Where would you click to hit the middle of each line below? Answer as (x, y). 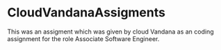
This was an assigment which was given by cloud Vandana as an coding (110, 32)
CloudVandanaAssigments (86, 13)
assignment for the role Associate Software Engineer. (83, 38)
